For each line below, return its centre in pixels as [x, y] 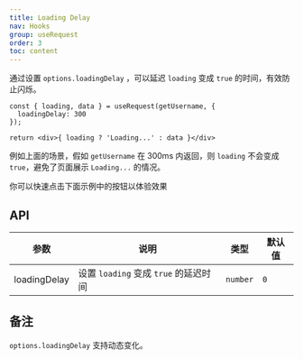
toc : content [34, 51]
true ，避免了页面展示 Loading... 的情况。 [87, 167]
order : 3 [26, 43]
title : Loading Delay [50, 18]
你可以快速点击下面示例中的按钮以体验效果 [88, 187]
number [239, 279]
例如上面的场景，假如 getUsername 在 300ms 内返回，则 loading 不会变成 [144, 156]
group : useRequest [44, 34]
